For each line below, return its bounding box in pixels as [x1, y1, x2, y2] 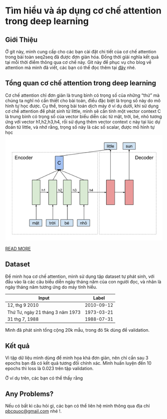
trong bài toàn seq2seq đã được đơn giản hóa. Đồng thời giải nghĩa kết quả [5, 54, 159, 60]
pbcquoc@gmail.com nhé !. [5, 408, 62, 414]
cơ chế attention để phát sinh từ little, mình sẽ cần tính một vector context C [5, 108, 161, 114]
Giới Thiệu [5, 35, 38, 44]
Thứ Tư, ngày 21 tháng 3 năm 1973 [7, 309, 81, 315]
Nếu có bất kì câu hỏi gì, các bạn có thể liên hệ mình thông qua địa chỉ [5, 403, 150, 409]
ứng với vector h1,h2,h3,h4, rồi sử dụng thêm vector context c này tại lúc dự [5, 119, 161, 125]
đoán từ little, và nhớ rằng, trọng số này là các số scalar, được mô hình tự [5, 124, 155, 130]
